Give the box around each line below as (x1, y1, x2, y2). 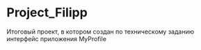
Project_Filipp (6, 5, 88, 21)
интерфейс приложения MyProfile (6, 34, 107, 42)
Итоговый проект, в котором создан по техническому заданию (6, 27, 195, 36)
